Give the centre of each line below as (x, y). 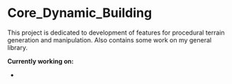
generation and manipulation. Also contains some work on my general (109, 40)
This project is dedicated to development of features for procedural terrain (116, 32)
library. (18, 47)
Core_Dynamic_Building (80, 13)
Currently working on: (41, 61)
